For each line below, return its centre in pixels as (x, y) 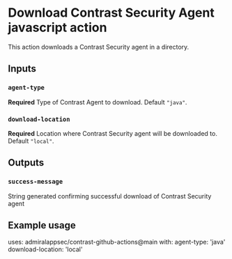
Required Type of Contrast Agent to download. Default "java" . (98, 102)
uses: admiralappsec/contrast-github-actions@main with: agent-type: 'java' (117, 242)
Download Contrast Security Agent (111, 13)
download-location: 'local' (45, 249)
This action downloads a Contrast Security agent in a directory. (99, 47)
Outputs (26, 163)
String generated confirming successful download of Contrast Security (110, 196)
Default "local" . (31, 141)
